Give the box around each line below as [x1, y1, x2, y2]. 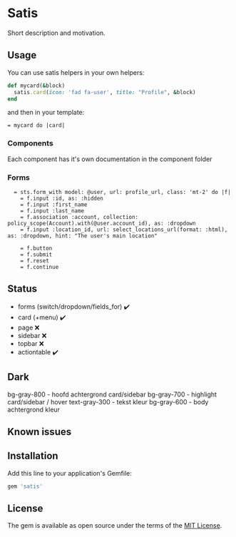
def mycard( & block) [7, 82, 66, 89]
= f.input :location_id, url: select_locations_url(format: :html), [20, 226, 228, 233]
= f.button [20, 245, 53, 252]
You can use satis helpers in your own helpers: [7, 68, 145, 76]
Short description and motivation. [7, 29, 106, 37]
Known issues [7, 426, 72, 438]
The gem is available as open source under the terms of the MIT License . [7, 521, 222, 530]
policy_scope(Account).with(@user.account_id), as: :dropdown [7, 220, 196, 227]
